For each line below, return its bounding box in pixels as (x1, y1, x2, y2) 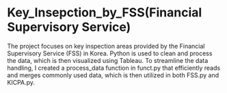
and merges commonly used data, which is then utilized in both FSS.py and (7, 70, 219, 79)
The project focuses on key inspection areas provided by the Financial (7, 42, 205, 50)
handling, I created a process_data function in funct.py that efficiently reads (7, 64, 221, 72)
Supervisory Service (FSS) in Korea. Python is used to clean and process (7, 49, 213, 57)
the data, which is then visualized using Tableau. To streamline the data (7, 56, 209, 64)
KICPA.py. (7, 78, 36, 86)
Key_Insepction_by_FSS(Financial (7, 5, 202, 21)
